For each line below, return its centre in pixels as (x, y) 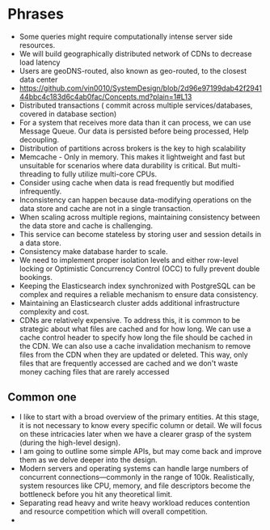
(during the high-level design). (70, 443)
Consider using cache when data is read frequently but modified (127, 182)
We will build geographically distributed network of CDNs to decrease (135, 53)
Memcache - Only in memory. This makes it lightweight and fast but (132, 157)
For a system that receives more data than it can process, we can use (135, 122)
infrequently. (40, 191)
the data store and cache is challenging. (86, 225)
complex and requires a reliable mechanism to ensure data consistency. (139, 294)
